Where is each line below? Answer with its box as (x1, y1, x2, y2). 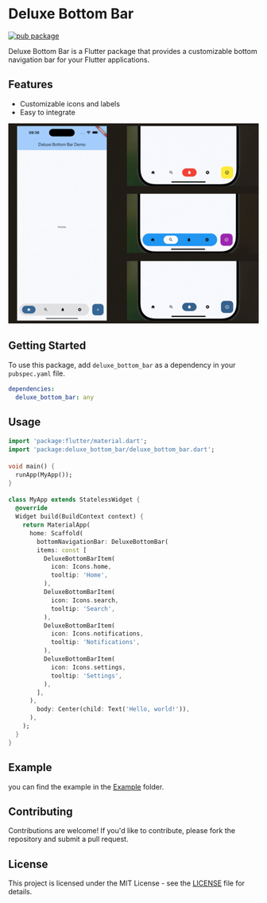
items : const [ (37, 546, 87, 554)
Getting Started (8, 339, 87, 353)
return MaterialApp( (22, 521, 91, 529)
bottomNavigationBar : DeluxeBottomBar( (37, 538, 169, 546)
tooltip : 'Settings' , (50, 672, 123, 680)
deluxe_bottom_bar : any (15, 393, 94, 401)
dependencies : (8, 384, 56, 393)
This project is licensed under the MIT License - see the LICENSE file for (8, 878, 245, 888)
